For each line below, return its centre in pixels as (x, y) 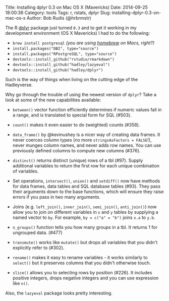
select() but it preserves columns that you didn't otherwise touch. (82, 263)
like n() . (21, 283)
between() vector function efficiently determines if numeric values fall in (87, 110)
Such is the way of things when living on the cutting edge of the (72, 79)
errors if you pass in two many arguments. (57, 197)
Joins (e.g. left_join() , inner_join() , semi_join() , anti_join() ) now (84, 207)
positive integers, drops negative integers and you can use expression (86, 278)
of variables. (25, 171)
